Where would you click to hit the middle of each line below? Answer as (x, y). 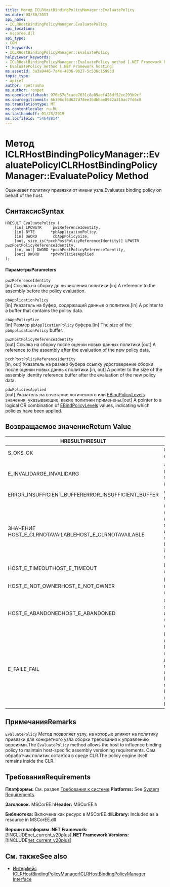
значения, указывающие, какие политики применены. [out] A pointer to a (83, 400)
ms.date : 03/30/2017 (27, 15)
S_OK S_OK (20, 453)
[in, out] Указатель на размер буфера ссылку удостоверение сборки (79, 364)
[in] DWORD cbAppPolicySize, (52, 236)
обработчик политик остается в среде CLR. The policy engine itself (77, 756)
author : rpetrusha (25, 85)
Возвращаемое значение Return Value (68, 427)
